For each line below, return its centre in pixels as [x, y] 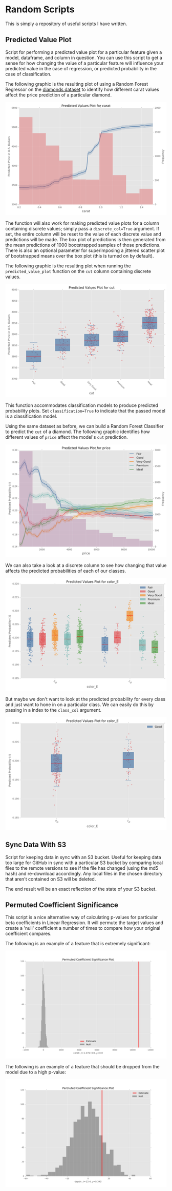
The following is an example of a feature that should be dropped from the [82, 1067]
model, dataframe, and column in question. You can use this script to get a [84, 57]
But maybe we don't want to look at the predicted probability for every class [85, 699]
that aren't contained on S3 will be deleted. [51, 879]
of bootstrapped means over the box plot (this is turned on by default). [80, 256]
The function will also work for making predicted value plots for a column [82, 223]
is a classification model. [31, 416]
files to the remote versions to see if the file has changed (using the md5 [82, 868]
